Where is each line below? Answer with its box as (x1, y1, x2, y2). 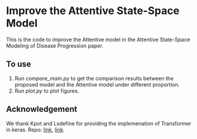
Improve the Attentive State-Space (6, 4, 180, 18)
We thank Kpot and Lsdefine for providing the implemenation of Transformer (6, 120, 192, 127)
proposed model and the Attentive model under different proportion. (14, 81, 180, 88)
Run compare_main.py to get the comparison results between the (14, 74, 174, 82)
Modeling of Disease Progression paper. (6, 42, 104, 49)
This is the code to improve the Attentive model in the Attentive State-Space (6, 36, 191, 43)
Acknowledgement (6, 104, 78, 114)
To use (6, 59, 31, 69)
